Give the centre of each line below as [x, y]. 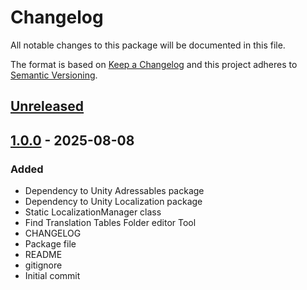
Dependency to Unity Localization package [113, 202]
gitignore [43, 265]
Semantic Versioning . [54, 75]
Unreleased [47, 106]
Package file [50, 244]
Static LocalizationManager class [93, 212]
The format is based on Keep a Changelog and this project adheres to [154, 64]
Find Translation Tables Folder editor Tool [110, 223]
